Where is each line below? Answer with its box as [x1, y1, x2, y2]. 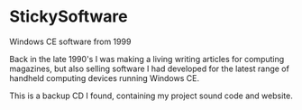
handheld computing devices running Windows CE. [9, 72, 200, 83]
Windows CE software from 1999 [9, 36, 132, 47]
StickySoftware [9, 6, 128, 27]
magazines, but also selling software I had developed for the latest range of [9, 63, 290, 74]
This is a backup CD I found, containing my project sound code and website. [9, 90, 293, 101]
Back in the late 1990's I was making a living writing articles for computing [9, 53, 285, 64]
